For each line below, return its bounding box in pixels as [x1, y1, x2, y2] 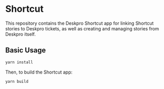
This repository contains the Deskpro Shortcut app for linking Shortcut [5, 20, 154, 26]
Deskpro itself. [5, 31, 36, 37]
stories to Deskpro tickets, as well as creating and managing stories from [5, 25, 159, 31]
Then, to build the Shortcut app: [5, 69, 73, 75]
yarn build [5, 79, 29, 84]
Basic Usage [5, 46, 46, 55]
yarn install [5, 60, 33, 65]
